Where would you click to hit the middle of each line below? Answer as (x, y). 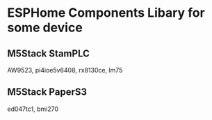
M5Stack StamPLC (49, 53)
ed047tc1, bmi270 (33, 109)
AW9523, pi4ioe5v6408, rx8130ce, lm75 (65, 70)
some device (45, 28)
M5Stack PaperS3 (47, 92)
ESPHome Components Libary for (106, 13)
